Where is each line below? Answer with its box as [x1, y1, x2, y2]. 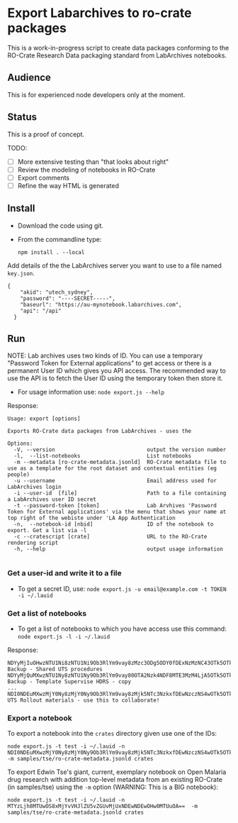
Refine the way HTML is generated [17, 181, 119, 189]
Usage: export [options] [7, 415, 81, 423]
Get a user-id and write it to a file [7, 568, 122, 578]
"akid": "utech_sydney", [20, 289, 93, 296]
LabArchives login [7, 484, 62, 491]
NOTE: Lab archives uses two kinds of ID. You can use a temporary [7, 351, 203, 360]
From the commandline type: [17, 235, 102, 243]
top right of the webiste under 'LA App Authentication [7, 514, 176, 522]
